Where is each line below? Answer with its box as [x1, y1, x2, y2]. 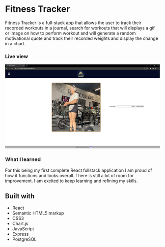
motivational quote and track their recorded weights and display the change [5, 35, 159, 41]
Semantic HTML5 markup [12, 210, 64, 216]
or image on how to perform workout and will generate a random [5, 30, 136, 36]
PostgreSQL [12, 236, 37, 242]
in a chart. [5, 40, 26, 46]
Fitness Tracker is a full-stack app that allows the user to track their [5, 20, 141, 26]
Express [12, 231, 29, 237]
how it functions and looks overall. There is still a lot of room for [5, 172, 134, 178]
